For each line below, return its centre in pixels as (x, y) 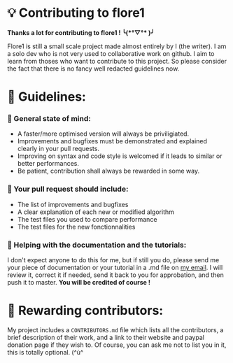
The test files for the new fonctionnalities (76, 227)
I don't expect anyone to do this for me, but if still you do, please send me (113, 260)
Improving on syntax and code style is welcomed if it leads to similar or (120, 156)
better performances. (48, 164)
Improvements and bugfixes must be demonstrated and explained (112, 141)
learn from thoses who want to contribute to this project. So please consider (117, 61)
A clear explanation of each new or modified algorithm (96, 212)
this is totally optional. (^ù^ (45, 352)
